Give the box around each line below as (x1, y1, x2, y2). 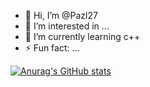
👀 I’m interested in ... (24, 20, 110, 32)
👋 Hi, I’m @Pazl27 (24, 10, 98, 21)
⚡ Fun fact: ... (24, 42, 80, 54)
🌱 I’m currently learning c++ (24, 31, 141, 42)
